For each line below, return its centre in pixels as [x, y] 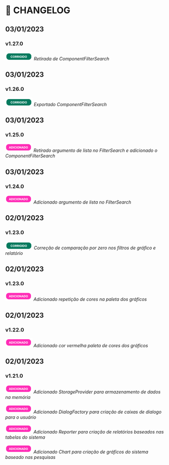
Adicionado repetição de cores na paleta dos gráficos [90, 300]
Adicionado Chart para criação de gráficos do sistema [91, 452]
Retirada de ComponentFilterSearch [72, 58]
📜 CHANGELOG [38, 10]
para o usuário [21, 417]
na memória [18, 397]
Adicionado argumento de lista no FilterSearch [82, 202]
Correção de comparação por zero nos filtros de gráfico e [95, 248]
